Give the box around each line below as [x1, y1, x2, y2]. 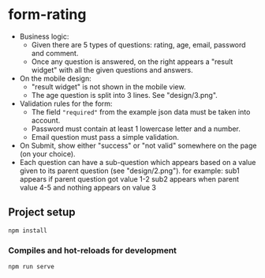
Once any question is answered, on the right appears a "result [31, 57, 233, 66]
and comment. [31, 48, 79, 58]
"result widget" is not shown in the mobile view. [31, 81, 186, 92]
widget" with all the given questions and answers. [31, 65, 193, 74]
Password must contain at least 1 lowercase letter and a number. [31, 124, 241, 133]
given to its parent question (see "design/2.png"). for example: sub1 [19, 166, 240, 175]
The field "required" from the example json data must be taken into [31, 107, 251, 116]
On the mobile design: [19, 73, 92, 83]
